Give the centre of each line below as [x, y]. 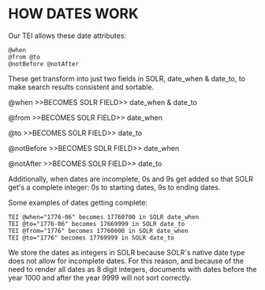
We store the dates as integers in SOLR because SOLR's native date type [127, 252]
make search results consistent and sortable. [81, 87]
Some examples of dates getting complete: [78, 202]
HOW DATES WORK [74, 14]
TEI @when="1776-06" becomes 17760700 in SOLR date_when [104, 217]
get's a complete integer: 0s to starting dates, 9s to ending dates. [114, 187]
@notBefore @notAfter [44, 64]
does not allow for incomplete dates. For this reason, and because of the [126, 261]
